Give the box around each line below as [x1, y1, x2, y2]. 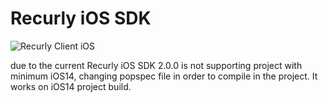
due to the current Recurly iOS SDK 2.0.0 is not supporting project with [10, 59, 303, 71]
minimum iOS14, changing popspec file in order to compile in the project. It [10, 70, 318, 82]
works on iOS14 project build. [10, 80, 132, 92]
